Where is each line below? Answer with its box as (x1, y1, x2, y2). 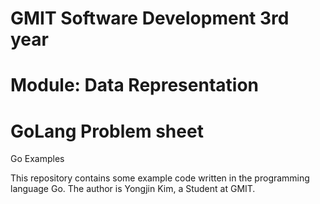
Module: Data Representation (10, 74, 260, 97)
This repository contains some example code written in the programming (10, 172, 310, 184)
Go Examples (10, 153, 65, 165)
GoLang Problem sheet (10, 120, 204, 142)
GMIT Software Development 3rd (10, 7, 290, 30)
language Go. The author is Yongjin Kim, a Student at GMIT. (10, 183, 256, 195)
